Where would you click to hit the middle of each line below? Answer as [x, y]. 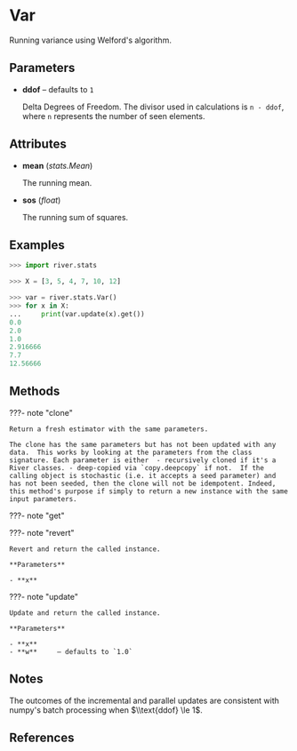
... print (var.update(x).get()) [77, 314]
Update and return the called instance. [85, 613]
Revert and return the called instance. [85, 549]
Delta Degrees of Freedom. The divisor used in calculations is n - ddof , [153, 107]
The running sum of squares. [75, 217]
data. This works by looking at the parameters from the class [131, 452]
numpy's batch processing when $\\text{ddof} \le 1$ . [106, 710]
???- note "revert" [42, 532]
